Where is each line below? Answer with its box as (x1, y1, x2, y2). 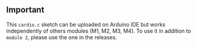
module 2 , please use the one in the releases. (6, 33, 117, 41)
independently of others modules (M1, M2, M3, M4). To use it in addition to (6, 27, 191, 34)
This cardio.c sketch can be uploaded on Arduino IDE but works (6, 20, 166, 28)
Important (6, 5, 44, 15)
